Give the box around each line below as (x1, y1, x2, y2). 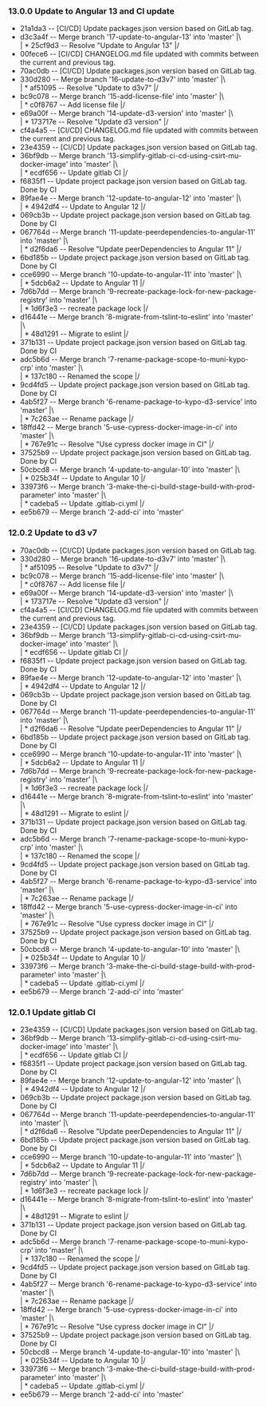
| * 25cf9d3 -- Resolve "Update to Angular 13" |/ (19, 41, 179, 50)
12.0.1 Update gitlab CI (8, 1006, 96, 1017)
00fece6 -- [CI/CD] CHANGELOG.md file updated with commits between (19, 50, 259, 59)
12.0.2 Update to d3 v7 (8, 527, 97, 538)
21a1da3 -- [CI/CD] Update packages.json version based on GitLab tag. (19, 24, 253, 34)
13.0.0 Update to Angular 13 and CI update (8, 6, 175, 17)
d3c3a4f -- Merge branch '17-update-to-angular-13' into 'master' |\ (19, 32, 241, 42)
